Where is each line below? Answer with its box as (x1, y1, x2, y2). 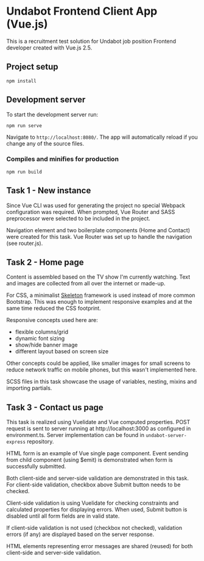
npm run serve (6, 122, 43, 129)
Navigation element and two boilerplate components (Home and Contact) (6, 226, 191, 233)
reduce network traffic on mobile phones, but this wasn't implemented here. (6, 366, 197, 373)
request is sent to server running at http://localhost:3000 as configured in (6, 425, 191, 432)
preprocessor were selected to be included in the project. (6, 215, 150, 222)
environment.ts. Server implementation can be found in (6, 431, 145, 439)
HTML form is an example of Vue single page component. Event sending (6, 450, 189, 457)
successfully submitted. (6, 463, 66, 470)
